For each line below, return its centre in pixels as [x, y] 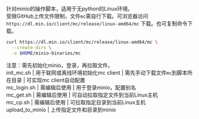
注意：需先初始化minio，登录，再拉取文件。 [60, 65]
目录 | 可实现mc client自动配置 [48, 80]
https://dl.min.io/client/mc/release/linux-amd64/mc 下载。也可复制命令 [97, 23]
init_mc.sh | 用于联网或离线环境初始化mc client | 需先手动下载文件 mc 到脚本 [97, 72]
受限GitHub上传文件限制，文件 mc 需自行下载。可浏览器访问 [77, 16]
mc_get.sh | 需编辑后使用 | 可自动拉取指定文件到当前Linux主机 [82, 95]
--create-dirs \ [31, 47]
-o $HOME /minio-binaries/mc [46, 53]
